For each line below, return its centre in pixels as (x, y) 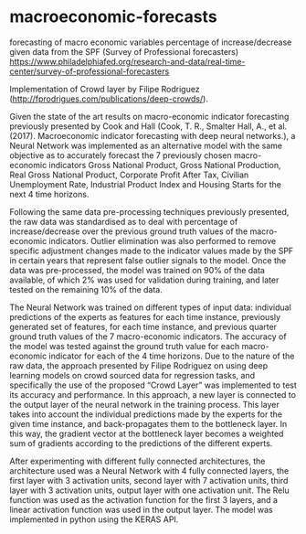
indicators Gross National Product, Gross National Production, (165, 165)
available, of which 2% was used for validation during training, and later (144, 280)
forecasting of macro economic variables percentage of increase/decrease (151, 42)
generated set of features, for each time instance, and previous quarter (143, 326)
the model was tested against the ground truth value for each (125, 346)
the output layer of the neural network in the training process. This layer (145, 404)
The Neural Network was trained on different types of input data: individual (151, 307)
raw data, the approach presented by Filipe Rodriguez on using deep (138, 365)
